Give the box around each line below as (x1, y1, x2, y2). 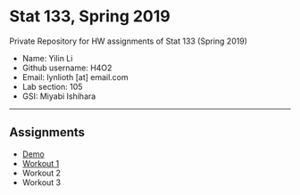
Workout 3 (21, 176, 61, 188)
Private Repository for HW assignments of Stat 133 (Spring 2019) (9, 36, 248, 46)
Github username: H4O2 (21, 62, 112, 73)
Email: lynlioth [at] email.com (21, 71, 129, 82)
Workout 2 (21, 167, 61, 178)
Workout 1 (21, 158, 60, 168)
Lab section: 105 (21, 81, 83, 92)
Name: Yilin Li (21, 53, 73, 63)
